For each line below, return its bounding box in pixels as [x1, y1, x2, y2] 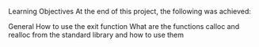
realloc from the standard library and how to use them [8, 31, 185, 39]
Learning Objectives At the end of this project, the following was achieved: [8, 7, 252, 16]
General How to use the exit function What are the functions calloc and [8, 22, 240, 31]
